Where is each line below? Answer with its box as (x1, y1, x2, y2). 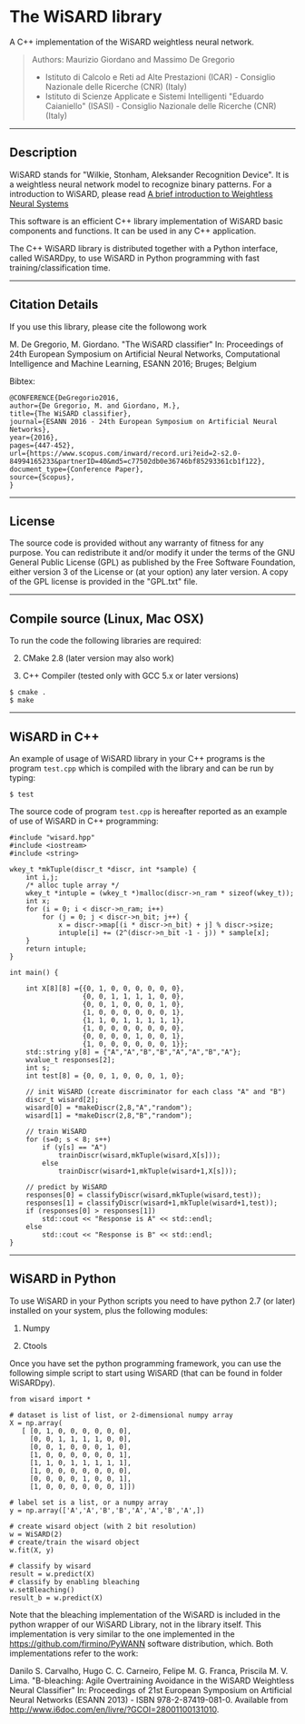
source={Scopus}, (9, 472, 75, 482)
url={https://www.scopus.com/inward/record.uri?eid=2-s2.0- (9, 448, 242, 458)
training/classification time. (9, 261, 111, 273)
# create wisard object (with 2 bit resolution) (9, 1522, 197, 1531)
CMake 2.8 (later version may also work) (22, 653, 175, 664)
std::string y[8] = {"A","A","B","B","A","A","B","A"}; (25, 1048, 242, 1057)
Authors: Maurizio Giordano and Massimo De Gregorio (31, 54, 235, 64)
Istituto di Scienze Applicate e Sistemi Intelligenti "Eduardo (44, 91, 265, 102)
